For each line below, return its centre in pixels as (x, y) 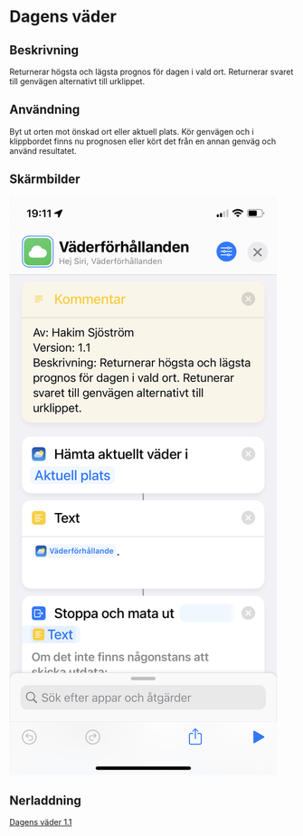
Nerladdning (45, 801)
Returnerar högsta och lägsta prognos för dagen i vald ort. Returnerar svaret (151, 71)
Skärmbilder (45, 180)
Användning (45, 110)
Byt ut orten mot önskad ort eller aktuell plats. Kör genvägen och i (132, 131)
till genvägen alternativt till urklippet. (77, 81)
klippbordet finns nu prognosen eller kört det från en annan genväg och (143, 141)
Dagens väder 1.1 (41, 822)
